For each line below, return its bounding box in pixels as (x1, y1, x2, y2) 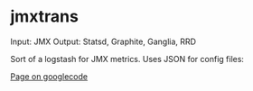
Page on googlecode (10, 70, 89, 82)
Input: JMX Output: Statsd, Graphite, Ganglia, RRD (10, 36, 197, 47)
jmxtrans (10, 6, 80, 27)
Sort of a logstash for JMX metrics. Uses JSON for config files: (10, 53, 245, 64)
